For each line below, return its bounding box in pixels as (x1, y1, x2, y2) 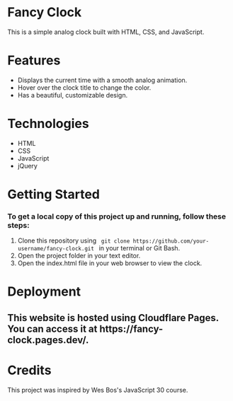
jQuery (17, 161, 38, 170)
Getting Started (7, 187, 101, 202)
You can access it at (7, 322, 98, 335)
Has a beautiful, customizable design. (17, 91, 128, 99)
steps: (7, 220, 30, 230)
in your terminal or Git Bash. (98, 244, 181, 252)
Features (7, 52, 61, 69)
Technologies (7, 116, 90, 132)
